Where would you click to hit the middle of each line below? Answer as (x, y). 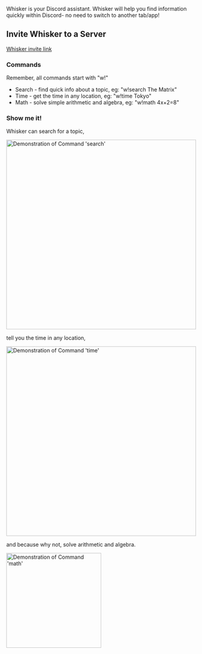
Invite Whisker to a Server (56, 34)
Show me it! (24, 118)
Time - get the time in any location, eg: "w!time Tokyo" (83, 96)
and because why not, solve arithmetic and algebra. (71, 545)
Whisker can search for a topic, (45, 131)
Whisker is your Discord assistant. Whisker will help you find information (96, 9)
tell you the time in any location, (46, 338)
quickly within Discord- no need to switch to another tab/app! (83, 15)
